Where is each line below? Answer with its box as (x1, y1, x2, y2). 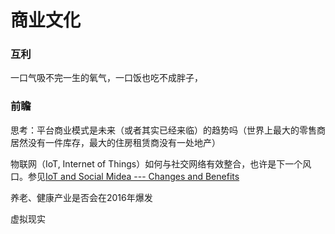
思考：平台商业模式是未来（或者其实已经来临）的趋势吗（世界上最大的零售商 (10, 124, 326, 136)
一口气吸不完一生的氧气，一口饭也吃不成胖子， (10, 72, 203, 84)
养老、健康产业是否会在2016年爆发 (10, 191, 153, 203)
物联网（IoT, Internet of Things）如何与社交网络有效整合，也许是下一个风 (10, 157, 312, 170)
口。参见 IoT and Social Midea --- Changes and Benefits (10, 170, 240, 182)
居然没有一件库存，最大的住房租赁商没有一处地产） (10, 136, 221, 148)
